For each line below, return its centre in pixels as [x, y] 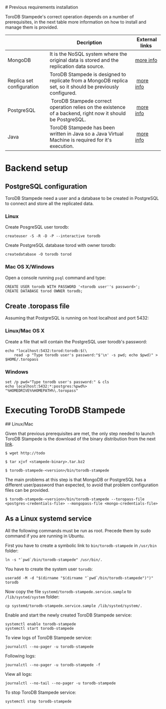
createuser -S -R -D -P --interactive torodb [53, 236]
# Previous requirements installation [41, 7]
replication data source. [77, 66]
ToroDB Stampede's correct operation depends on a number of [70, 17]
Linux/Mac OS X [25, 331]
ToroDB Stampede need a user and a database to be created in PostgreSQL [82, 198]
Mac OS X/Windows [30, 267]
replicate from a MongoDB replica [89, 80]
